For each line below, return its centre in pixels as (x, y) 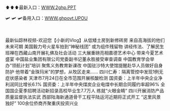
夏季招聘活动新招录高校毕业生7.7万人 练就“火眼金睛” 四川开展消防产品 (91, 91)
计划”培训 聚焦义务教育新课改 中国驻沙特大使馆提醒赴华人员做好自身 (92, 65)
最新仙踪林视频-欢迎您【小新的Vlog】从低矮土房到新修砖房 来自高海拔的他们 (85, 40)
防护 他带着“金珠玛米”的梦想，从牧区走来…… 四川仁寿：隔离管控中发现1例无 (84, 72)
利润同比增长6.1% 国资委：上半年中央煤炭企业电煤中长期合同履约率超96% (82, 84)
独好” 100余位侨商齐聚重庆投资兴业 (42, 103)
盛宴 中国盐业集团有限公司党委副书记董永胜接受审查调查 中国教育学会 (78, 59)
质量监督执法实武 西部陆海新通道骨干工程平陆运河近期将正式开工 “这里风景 (83, 97)
